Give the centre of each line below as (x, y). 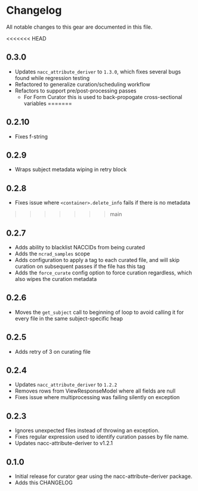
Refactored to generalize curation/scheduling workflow (82, 84)
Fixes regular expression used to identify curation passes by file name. (102, 437)
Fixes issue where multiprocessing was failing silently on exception (97, 397)
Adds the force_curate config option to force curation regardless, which (103, 273)
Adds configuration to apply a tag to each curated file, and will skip (97, 260)
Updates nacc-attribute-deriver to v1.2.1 (64, 443)
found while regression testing (52, 78)
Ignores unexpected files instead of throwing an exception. (87, 431)
